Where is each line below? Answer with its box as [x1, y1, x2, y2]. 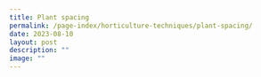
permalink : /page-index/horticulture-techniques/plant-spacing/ [9, 21, 253, 30]
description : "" [9, 46, 69, 55]
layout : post [9, 37, 58, 47]
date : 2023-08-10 [9, 29, 74, 38]
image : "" [9, 54, 46, 63]
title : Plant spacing [9, 12, 90, 22]
